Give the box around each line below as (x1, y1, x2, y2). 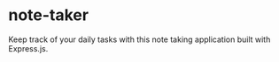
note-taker (8, 5, 89, 25)
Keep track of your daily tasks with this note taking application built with (8, 34, 271, 45)
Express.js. (8, 43, 49, 53)
